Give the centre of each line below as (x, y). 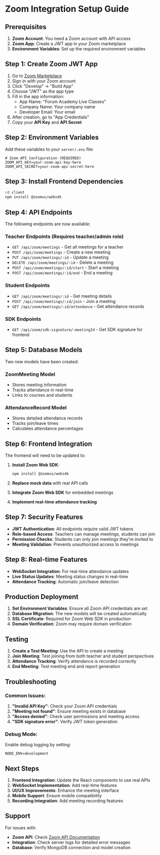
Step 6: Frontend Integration (48, 444)
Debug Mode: (21, 734)
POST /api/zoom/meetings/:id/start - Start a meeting (65, 268)
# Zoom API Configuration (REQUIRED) (43, 158)
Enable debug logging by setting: (38, 745)
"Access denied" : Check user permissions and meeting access (76, 716)
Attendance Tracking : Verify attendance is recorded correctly (74, 661)
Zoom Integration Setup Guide (67, 9)
